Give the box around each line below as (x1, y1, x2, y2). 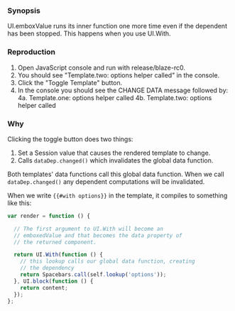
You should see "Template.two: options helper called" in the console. (17, 70, 220, 80)
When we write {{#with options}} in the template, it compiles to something (7, 191, 228, 200)
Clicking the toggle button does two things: (7, 134, 133, 143)
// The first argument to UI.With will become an (13, 225, 163, 232)
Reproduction (7, 47, 55, 57)
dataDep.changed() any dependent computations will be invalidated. (7, 177, 205, 186)
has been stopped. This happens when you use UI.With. (7, 29, 172, 38)
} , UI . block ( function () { (13, 278, 94, 285)
